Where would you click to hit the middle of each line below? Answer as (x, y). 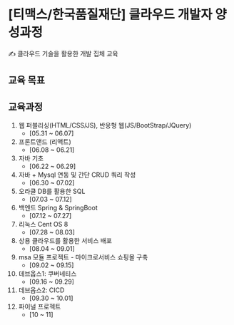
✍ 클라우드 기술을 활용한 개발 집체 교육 (63, 53)
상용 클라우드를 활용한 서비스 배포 (65, 241)
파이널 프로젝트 (40, 306)
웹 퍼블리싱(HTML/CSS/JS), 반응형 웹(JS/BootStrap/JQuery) (105, 125)
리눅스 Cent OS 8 (43, 225)
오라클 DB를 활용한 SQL (52, 191)
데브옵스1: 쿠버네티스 (47, 274)
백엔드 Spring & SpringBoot (58, 208)
